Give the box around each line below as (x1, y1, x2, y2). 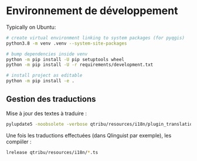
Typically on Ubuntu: (6, 24, 56, 31)
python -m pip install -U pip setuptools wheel (6, 56, 125, 62)
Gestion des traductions (6, 94, 96, 104)
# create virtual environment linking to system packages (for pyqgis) (6, 35, 185, 41)
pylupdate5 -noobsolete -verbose (6, 121, 88, 127)
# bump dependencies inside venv (6, 51, 88, 57)
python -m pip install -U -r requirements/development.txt (6, 62, 154, 68)
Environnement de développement (6, 4, 178, 18)
